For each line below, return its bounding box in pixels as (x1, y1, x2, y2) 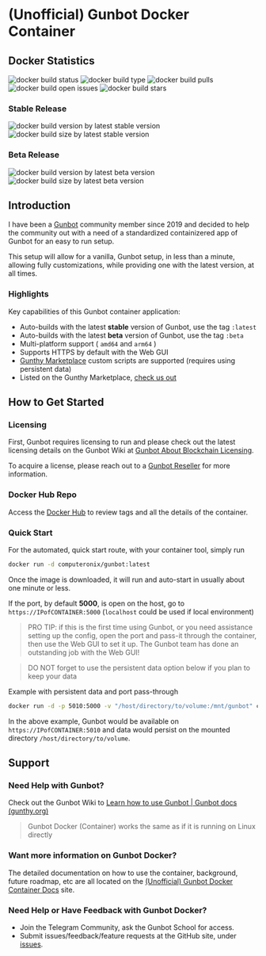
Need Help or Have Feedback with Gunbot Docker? (8, 904, 207, 916)
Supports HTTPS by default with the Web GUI (19, 347, 169, 357)
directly (27, 830, 53, 839)
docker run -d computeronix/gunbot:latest (8, 560, 150, 568)
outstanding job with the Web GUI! (27, 648, 140, 657)
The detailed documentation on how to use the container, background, (8, 868, 238, 878)
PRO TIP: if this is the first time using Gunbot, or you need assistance (27, 622, 253, 632)
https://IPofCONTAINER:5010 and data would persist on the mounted (8, 725, 231, 734)
